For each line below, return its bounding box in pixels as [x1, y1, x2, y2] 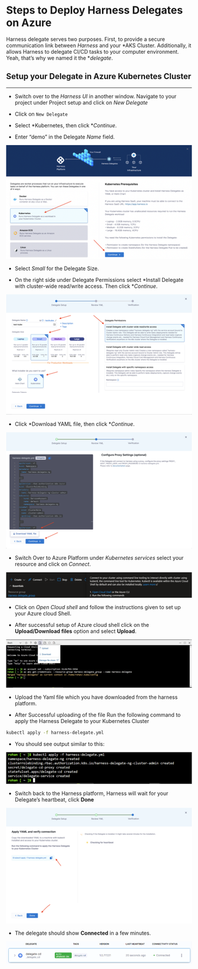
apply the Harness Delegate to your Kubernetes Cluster [14, 718, 149, 725]
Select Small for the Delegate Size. [14, 265, 99, 272]
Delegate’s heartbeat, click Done [14, 796, 94, 803]
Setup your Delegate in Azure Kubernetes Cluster [6, 71, 192, 81]
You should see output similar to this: [14, 741, 105, 748]
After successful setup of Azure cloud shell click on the [14, 621, 149, 628]
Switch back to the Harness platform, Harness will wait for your [14, 790, 169, 797]
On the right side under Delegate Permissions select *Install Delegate [14, 276, 184, 283]
